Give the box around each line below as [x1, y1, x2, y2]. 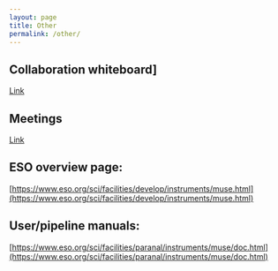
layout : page [9, 12, 57, 22]
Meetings [9, 111, 64, 126]
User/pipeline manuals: [9, 218, 140, 234]
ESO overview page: [9, 160, 124, 175]
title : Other [9, 21, 57, 30]
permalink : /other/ [9, 29, 81, 38]
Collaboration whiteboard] [9, 62, 157, 77]
